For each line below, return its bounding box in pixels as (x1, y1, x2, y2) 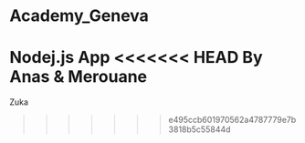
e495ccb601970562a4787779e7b (168, 115, 297, 126)
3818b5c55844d (168, 124, 231, 135)
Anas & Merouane (9, 66, 148, 87)
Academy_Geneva (9, 5, 149, 26)
